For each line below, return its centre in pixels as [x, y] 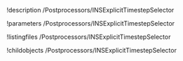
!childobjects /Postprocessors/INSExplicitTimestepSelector [91, 50]
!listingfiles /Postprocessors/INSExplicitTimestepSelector [89, 37]
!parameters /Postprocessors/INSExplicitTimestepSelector [91, 23]
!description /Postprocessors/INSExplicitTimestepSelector [90, 10]
